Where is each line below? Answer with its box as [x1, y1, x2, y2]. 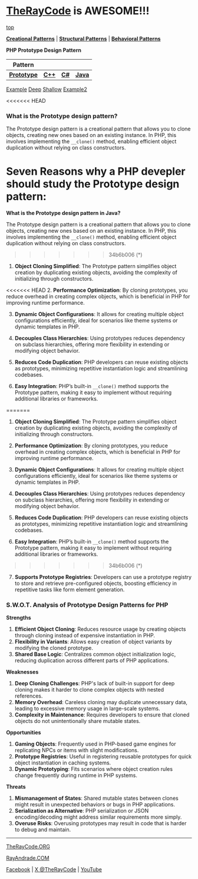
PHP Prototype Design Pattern [6, 46, 81, 54]
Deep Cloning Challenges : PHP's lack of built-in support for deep [14, 680, 175, 687]
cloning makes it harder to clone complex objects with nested [14, 686, 164, 694]
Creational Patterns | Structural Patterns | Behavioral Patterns [6, 35, 161, 42]
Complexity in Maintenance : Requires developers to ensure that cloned [14, 711, 190, 718]
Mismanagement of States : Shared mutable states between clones [14, 795, 179, 802]
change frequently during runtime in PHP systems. [14, 772, 137, 779]
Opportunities [6, 729, 41, 736]
